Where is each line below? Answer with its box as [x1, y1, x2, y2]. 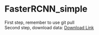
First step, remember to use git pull [4, 19, 75, 25]
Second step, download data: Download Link [4, 24, 94, 30]
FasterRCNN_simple [4, 3, 88, 15]
